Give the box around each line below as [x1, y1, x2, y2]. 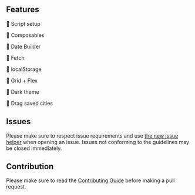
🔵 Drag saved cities [6, 100, 53, 107]
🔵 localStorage [6, 66, 42, 73]
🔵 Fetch [6, 54, 25, 61]
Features [6, 5, 39, 15]
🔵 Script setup [6, 20, 41, 27]
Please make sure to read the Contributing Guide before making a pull [6, 177, 175, 184]
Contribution [6, 162, 54, 172]
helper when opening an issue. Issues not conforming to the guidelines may [6, 138, 190, 145]
